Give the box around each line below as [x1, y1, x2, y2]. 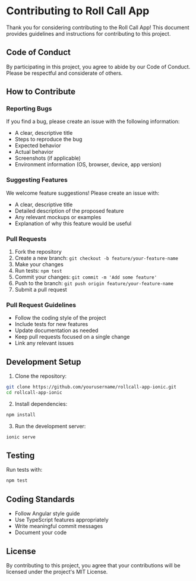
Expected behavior [14, 142, 61, 149]
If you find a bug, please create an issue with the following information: [6, 118, 180, 125]
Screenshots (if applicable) [14, 154, 81, 162]
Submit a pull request [14, 286, 67, 293]
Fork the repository [14, 248, 62, 255]
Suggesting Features [6, 176, 68, 184]
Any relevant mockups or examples [14, 213, 102, 220]
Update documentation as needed [14, 327, 99, 334]
